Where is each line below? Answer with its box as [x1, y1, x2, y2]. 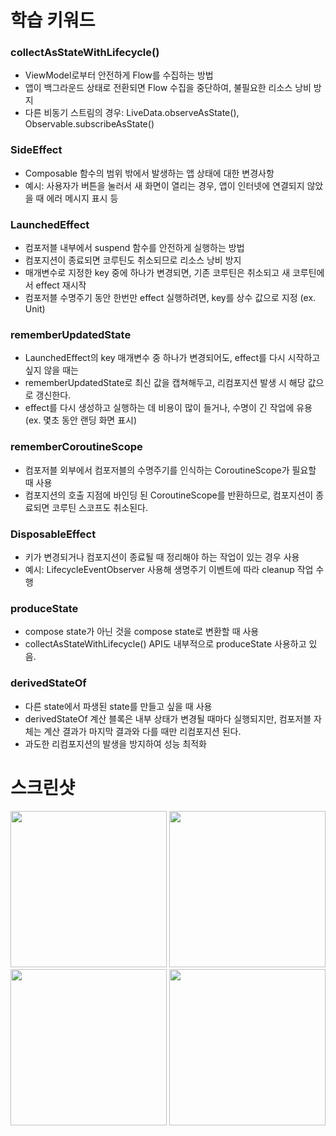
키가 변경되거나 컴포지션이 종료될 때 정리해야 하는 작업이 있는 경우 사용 [24, 551, 300, 563]
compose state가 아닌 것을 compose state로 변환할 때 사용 [24, 626, 260, 638]
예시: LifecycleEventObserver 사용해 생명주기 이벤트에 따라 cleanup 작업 [24, 563, 314, 575]
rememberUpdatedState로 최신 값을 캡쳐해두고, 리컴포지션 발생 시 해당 [24, 377, 306, 389]
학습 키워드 [10, 9, 96, 32]
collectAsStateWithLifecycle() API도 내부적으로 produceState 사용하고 [24, 638, 307, 650]
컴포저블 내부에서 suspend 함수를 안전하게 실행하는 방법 [24, 242, 245, 254]
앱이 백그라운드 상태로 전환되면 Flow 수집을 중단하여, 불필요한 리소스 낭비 [24, 82, 312, 94]
